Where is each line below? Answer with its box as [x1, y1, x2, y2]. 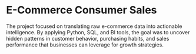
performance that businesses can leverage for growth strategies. [6, 41, 164, 48]
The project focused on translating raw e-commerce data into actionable [6, 23, 182, 30]
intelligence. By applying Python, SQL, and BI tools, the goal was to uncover [6, 28, 190, 35]
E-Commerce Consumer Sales [6, 3, 157, 17]
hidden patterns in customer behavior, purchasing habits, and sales [6, 35, 170, 42]
